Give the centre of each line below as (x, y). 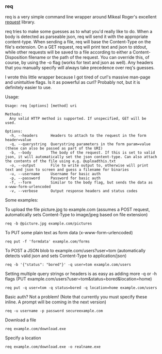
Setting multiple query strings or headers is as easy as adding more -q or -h (81, 274)
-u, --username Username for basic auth (55, 174)
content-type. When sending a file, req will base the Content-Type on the (78, 42)
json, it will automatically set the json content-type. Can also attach (81, 157)
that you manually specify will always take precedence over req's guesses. (80, 68)
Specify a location (23, 338)
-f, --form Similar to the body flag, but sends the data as (81, 183)
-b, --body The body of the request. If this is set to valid (82, 153)
